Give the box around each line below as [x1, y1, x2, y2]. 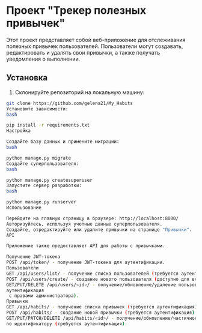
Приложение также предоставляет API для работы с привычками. [6, 243, 165, 249]
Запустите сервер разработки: [6, 182, 82, 189]
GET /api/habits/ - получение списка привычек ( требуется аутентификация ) [6, 304, 198, 310]
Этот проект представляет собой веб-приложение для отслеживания [6, 36, 186, 43]
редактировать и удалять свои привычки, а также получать [6, 49, 161, 56]
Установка [6, 73, 48, 83]
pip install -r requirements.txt [6, 122, 90, 128]
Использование [6, 205, 42, 211]
